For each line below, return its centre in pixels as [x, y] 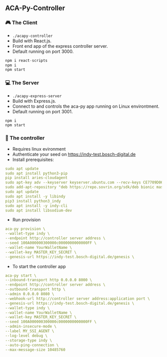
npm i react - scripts [27, 60]
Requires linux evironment [39, 149]
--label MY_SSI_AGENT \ [30, 331]
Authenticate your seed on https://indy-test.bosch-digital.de [74, 154]
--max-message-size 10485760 [35, 350]
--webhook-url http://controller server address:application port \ [78, 299]
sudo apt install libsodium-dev [39, 210]
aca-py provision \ [25, 229]
